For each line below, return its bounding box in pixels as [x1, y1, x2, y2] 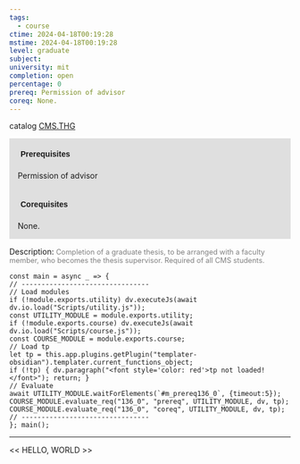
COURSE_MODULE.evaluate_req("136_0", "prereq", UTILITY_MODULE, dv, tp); [9, 397, 290, 407]
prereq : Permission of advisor [9, 88, 126, 97]
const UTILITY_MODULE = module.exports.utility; [9, 311, 194, 320]
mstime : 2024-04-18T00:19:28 [9, 38, 118, 47]
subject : [9, 55, 42, 63]
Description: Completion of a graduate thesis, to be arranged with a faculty [9, 247, 265, 257]
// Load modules [9, 288, 70, 297]
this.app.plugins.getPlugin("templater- [45, 350, 198, 359]
